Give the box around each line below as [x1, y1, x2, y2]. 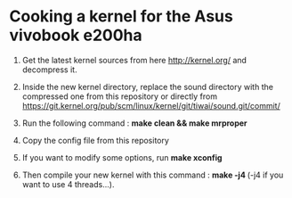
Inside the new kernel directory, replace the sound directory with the [21, 81, 274, 92]
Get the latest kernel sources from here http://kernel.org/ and [21, 54, 247, 65]
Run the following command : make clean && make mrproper [21, 118, 247, 128]
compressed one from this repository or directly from [21, 91, 218, 102]
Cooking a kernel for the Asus [9, 6, 233, 27]
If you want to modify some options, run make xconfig [21, 152, 223, 162]
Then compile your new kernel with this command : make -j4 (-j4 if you [21, 169, 284, 180]
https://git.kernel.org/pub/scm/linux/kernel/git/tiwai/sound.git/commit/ [21, 100, 280, 111]
